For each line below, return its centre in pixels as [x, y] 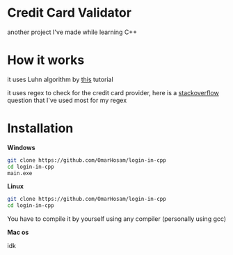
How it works [46, 60]
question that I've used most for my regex [67, 100]
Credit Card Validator [70, 13]
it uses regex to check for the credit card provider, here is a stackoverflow [113, 92]
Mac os [18, 232]
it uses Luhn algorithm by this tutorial [60, 79]
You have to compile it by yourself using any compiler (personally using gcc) [117, 219]
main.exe [20, 173]
